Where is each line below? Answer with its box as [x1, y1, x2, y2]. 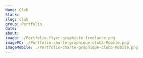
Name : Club [5, 7, 29, 13]
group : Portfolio [5, 21, 42, 27]
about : [5, 31, 19, 36]
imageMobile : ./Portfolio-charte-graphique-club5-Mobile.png [5, 45, 138, 50]
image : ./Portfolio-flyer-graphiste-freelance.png [5, 36, 115, 41]
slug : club [5, 17, 29, 22]
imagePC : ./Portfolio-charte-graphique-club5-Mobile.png [5, 40, 129, 45]
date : [5, 26, 17, 31]
